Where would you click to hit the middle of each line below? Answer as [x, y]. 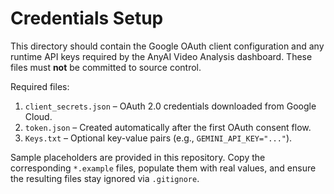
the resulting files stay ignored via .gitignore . [105, 178]
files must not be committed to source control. [106, 67]
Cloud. [38, 116]
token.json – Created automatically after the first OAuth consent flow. [168, 127]
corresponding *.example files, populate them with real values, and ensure [163, 168]
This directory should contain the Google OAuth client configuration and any [167, 46]
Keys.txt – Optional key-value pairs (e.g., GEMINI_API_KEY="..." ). [158, 138]
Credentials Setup [87, 18]
